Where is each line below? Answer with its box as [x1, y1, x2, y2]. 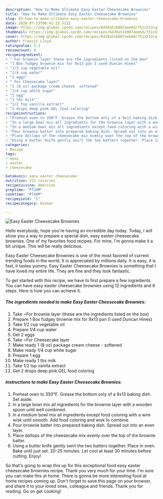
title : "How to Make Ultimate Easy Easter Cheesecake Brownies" [5, 12, 138, 17]
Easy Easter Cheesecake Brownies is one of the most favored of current [5, 253, 149, 259]
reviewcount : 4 [5, 48, 36, 52]
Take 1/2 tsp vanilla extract [12, 363, 66, 369]
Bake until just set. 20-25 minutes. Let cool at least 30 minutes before [12, 448, 151, 454]
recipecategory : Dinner [5, 201, 54, 206]
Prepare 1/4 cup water [12, 327, 57, 333]
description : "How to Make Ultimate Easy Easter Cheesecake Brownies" [5, 7, 151, 12]
